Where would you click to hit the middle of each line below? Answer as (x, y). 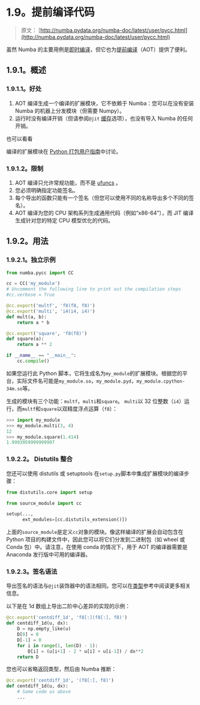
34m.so (14, 389)
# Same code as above (44, 692)
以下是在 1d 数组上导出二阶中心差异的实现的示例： (68, 606)
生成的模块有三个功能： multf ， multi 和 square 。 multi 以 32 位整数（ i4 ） (95, 401)
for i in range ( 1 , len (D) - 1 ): (57, 645)
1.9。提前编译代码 (50, 12)
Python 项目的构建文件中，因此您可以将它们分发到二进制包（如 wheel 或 (95, 539)
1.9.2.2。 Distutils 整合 (40, 459)
